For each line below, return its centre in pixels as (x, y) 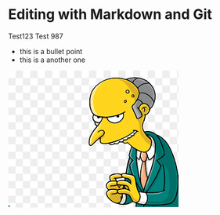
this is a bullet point (51, 51)
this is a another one (52, 60)
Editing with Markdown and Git (110, 15)
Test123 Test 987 (36, 36)
